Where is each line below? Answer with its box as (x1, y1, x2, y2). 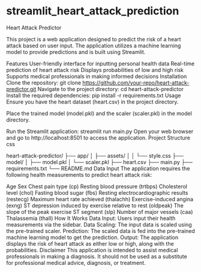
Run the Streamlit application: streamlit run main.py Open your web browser (6, 128, 194, 135)
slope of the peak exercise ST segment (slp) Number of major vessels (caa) (6, 208, 193, 215)
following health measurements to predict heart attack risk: (6, 171, 152, 178)
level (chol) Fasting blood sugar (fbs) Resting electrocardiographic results (6, 189, 188, 196)
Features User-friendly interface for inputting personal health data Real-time (6, 60, 195, 67)
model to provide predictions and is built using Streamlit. (6, 48, 146, 55)
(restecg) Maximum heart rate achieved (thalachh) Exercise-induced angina (6, 195, 194, 203)
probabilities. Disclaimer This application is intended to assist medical (6, 246, 178, 253)
